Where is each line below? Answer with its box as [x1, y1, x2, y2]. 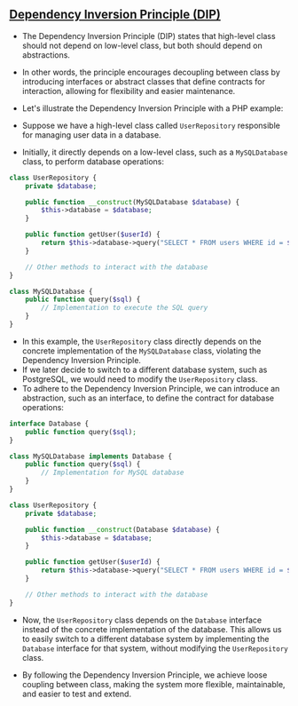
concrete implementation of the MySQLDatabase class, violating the [21, 345, 262, 356]
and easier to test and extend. [21, 688, 131, 699]
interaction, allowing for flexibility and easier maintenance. [21, 85, 236, 96]
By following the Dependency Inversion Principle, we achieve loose [21, 670, 268, 680]
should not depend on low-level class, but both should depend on [21, 40, 263, 51]
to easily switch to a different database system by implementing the [21, 633, 270, 644]
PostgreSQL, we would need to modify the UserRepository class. [21, 373, 259, 385]
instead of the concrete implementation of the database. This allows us [21, 623, 282, 634]
